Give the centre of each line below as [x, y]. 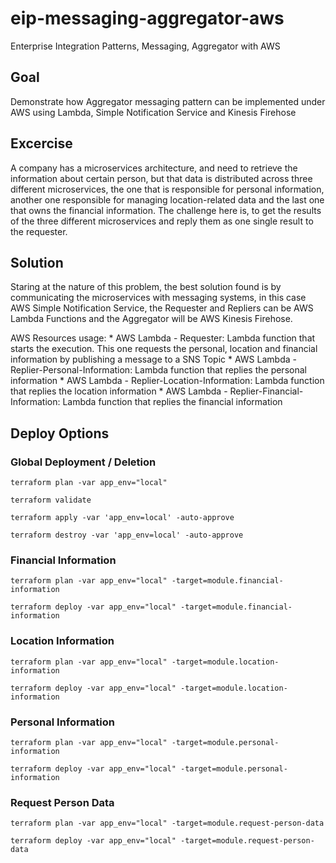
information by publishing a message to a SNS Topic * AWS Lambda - [153, 359]
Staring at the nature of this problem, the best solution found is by [146, 287]
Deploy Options [60, 433]
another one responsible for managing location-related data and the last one [167, 199]
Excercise [41, 143]
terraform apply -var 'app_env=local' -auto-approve [122, 518]
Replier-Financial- [266, 391]
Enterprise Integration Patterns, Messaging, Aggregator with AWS [145, 46]
